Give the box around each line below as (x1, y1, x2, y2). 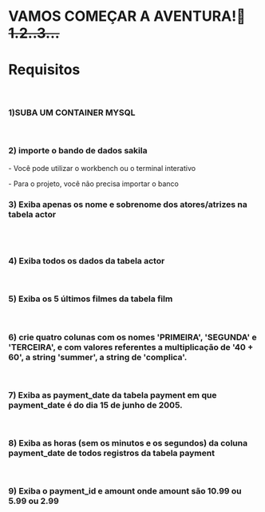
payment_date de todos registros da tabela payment (8, 447, 216, 458)
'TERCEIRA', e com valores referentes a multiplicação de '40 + (8, 341, 254, 352)
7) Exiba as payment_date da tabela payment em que (8, 389, 217, 400)
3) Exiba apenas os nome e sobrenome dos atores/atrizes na (8, 199, 247, 210)
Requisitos (8, 61, 81, 79)
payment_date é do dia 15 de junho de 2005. (8, 399, 183, 411)
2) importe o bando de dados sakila (8, 145, 148, 157)
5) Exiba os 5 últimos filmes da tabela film (8, 293, 173, 304)
